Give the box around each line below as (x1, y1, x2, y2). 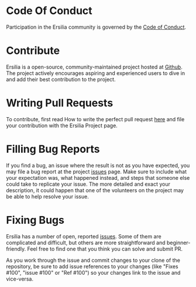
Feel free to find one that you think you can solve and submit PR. (27, 245, 183, 252)
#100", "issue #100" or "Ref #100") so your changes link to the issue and (6, 269, 181, 276)
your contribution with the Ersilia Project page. (6, 122, 118, 129)
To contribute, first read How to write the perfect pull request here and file (6, 115, 185, 122)
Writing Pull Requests (6, 97, 114, 110)
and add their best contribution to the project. (6, 76, 116, 83)
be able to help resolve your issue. (6, 193, 89, 200)
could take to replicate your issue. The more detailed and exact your (6, 180, 171, 187)
